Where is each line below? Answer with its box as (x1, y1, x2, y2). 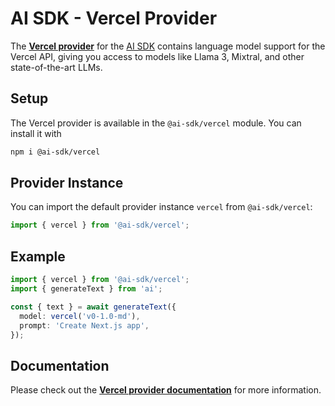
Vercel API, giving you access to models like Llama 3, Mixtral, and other (10, 50, 305, 62)
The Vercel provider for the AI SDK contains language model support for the (10, 40, 326, 52)
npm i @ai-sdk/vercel (10, 147, 101, 157)
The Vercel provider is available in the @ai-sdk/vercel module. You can (10, 117, 302, 129)
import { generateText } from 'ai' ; (10, 284, 163, 294)
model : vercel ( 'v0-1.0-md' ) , (19, 311, 141, 321)
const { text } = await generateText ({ (10, 302, 177, 312)
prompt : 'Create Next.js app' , (19, 320, 150, 331)
